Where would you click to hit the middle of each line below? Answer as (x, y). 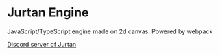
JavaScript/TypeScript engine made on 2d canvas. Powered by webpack (110, 31)
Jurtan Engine (48, 13)
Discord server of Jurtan (42, 44)
